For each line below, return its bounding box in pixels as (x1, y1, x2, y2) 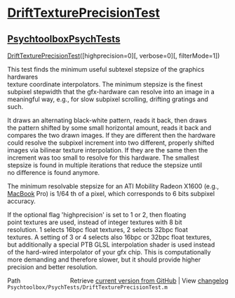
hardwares (7, 72, 39, 81)
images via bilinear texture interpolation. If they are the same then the (7, 146, 208, 154)
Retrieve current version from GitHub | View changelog (69, 276, 229, 285)
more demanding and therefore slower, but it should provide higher (7, 255, 201, 264)
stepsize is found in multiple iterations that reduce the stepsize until (7, 161, 203, 169)
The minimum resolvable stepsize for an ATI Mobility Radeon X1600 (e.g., (7, 182, 220, 190)
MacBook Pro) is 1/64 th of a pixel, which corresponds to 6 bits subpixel (7, 190, 215, 197)
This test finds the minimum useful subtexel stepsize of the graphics (7, 65, 205, 73)
